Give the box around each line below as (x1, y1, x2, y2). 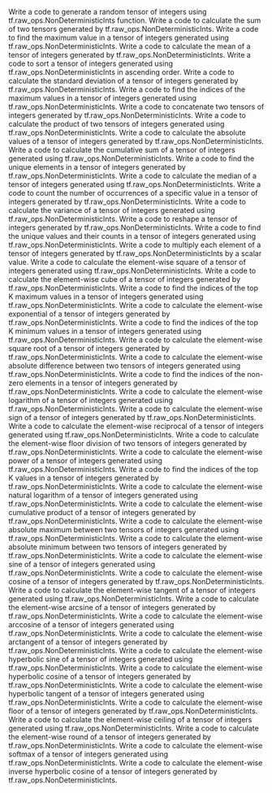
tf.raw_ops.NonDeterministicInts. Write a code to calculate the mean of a (8, 41, 251, 51)
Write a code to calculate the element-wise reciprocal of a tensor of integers (8, 422, 264, 431)
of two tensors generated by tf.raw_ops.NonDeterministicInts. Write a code (8, 24, 259, 33)
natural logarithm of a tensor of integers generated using (8, 491, 199, 500)
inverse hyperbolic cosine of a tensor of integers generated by (8, 767, 218, 776)
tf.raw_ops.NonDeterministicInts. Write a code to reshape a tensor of (8, 214, 238, 223)
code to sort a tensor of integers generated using (8, 58, 173, 68)
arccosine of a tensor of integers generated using (8, 620, 175, 629)
